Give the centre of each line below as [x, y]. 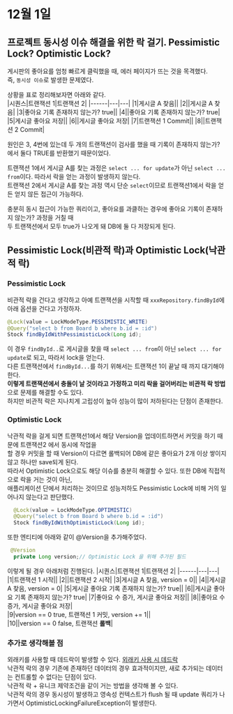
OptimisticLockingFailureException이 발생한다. [91, 703]
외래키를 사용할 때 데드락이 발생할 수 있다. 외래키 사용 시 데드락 [93, 660]
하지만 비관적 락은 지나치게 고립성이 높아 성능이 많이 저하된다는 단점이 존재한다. [115, 401]
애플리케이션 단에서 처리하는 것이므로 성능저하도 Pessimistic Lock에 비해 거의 [113, 488]
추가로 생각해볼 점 [36, 643]
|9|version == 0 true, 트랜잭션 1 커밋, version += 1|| [79, 614]
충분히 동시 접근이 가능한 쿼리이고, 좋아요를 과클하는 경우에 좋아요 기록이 [106, 209]
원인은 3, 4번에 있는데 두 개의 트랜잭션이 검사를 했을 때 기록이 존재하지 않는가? [114, 144]
